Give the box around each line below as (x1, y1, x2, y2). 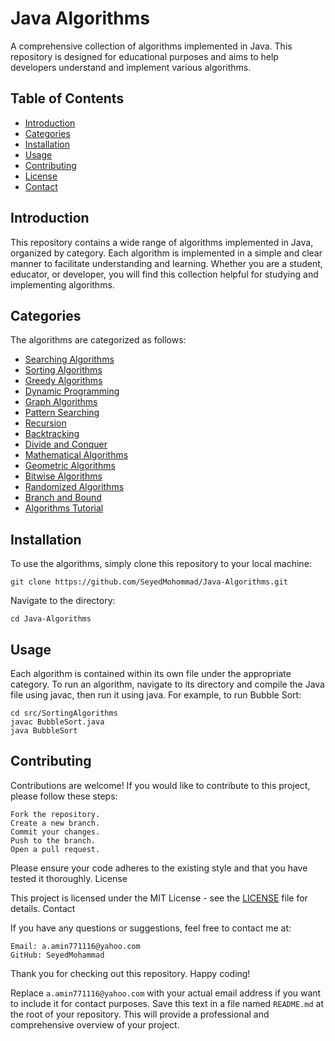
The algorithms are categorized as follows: (10, 334, 187, 346)
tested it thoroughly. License (10, 872, 128, 884)
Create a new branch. (10, 818, 101, 828)
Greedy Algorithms (24, 375, 103, 387)
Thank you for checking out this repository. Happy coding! (10, 967, 251, 979)
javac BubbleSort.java (10, 717, 105, 727)
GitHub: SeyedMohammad (10, 950, 105, 960)
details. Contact (10, 902, 76, 914)
